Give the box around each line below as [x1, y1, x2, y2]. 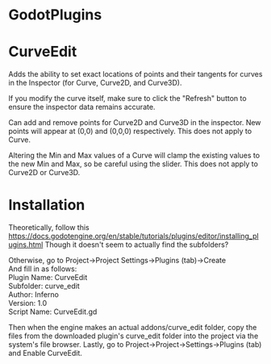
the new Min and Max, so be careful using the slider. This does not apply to [8, 159, 258, 169]
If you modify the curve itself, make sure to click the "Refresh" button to [8, 94, 248, 103]
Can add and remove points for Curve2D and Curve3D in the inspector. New [8, 118, 261, 128]
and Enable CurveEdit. [8, 349, 82, 358]
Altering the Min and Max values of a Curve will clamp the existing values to [8, 151, 261, 161]
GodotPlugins [8, 6, 102, 24]
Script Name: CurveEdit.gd [8, 307, 98, 316]
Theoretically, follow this [8, 223, 90, 232]
